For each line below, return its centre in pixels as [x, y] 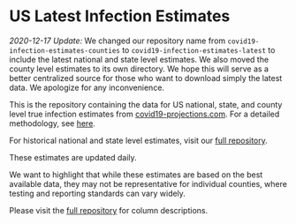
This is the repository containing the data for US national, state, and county [146, 104]
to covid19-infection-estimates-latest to [199, 49]
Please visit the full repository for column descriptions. [109, 210]
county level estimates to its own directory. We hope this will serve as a [139, 69]
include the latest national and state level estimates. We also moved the [139, 59]
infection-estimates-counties [65, 50]
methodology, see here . [52, 123]
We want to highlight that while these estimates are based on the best [136, 175]
